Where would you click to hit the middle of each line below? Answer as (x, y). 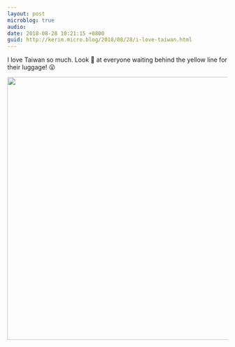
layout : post (26, 14)
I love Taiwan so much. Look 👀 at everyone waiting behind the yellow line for (117, 60)
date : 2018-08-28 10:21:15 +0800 (56, 33)
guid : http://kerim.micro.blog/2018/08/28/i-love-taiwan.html (100, 40)
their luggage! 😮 (31, 67)
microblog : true (31, 20)
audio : (17, 27)
